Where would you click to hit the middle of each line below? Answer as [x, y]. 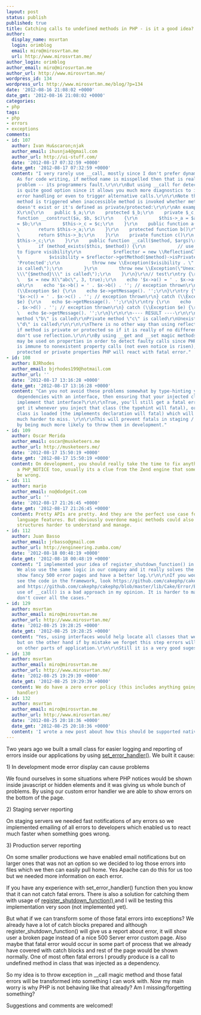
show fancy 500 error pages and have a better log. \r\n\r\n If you [101, 576]
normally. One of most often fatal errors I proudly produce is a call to [91, 956]
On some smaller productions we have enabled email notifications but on [96, 857]
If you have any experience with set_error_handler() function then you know [100, 887]
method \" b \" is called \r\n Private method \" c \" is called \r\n [98, 319]
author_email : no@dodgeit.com [49, 492]
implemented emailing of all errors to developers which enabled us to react [99, 827]
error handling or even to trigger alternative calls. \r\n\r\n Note [103, 196]
